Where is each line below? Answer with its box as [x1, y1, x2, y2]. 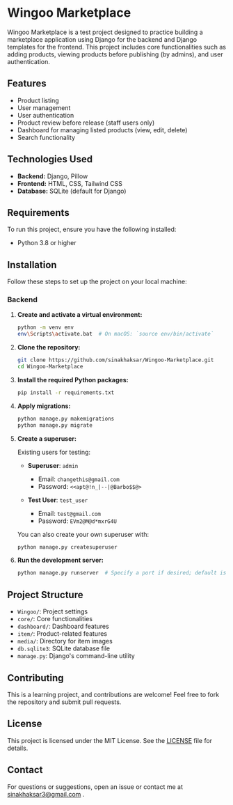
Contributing [7, 672, 64, 684]
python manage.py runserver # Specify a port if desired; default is [17, 570, 227, 577]
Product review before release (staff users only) [17, 118, 155, 127]
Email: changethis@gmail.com [38, 475, 120, 483]
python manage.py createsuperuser [17, 543, 118, 551]
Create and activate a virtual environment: [17, 311, 143, 319]
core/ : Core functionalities [17, 615, 93, 623]
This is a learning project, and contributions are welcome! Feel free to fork [7, 690, 220, 698]
